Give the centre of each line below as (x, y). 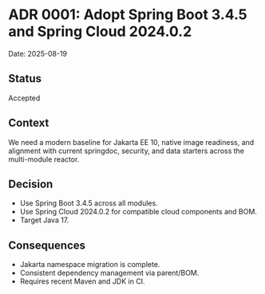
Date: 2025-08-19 (38, 53)
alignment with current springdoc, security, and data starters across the (127, 151)
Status (25, 78)
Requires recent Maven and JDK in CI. (82, 281)
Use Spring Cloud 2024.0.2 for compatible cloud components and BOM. (138, 212)
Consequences (47, 245)
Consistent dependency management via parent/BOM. (109, 273)
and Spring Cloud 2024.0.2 (100, 31)
